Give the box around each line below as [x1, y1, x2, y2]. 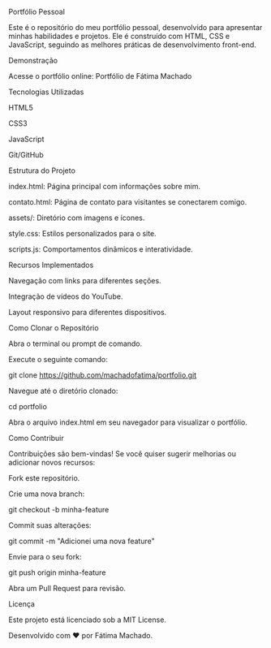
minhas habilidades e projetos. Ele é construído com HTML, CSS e [8, 32, 230, 41]
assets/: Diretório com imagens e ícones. [8, 213, 145, 222]
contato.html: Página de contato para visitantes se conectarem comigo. [8, 197, 247, 206]
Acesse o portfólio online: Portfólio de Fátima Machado [8, 71, 192, 80]
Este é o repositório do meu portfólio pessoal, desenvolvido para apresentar [8, 23, 263, 32]
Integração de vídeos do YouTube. [8, 292, 123, 301]
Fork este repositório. [8, 473, 80, 482]
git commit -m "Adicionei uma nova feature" [8, 536, 156, 546]
